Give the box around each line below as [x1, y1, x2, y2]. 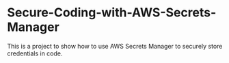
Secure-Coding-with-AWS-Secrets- [7, 5, 217, 21]
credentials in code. [7, 49, 63, 58]
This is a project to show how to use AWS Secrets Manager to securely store [7, 42, 223, 50]
